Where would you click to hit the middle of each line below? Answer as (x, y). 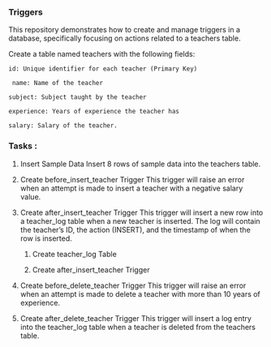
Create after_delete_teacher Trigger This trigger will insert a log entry (135, 318)
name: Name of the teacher (58, 84)
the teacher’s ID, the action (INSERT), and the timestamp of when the (135, 229)
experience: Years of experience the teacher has (94, 112)
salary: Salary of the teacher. (63, 126)
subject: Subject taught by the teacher (78, 97)
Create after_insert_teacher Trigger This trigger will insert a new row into (142, 212)
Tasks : (23, 146)
